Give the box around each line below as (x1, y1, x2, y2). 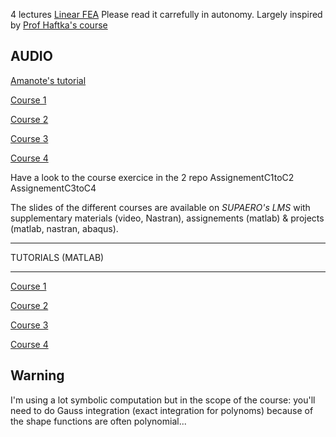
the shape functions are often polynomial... (10, 415, 187, 427)
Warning (10, 367, 65, 384)
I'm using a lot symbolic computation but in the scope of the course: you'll (10, 394, 316, 406)
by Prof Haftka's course (10, 19, 108, 31)
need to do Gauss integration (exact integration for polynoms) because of (10, 404, 314, 416)
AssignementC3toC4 (10, 182, 97, 194)
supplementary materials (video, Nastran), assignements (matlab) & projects (10, 212, 325, 224)
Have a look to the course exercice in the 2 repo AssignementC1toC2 (10, 171, 295, 183)
